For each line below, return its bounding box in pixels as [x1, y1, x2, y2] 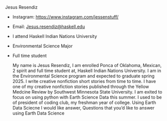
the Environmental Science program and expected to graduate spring [12, 73, 155, 79]
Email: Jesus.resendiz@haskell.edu [12, 23, 85, 29]
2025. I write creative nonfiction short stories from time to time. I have [12, 78, 156, 84]
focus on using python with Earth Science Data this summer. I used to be [12, 94, 162, 100]
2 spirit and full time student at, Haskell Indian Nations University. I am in [12, 67, 162, 73]
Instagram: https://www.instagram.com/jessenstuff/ [12, 14, 119, 19]
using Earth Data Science [12, 110, 65, 116]
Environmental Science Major [12, 43, 73, 49]
